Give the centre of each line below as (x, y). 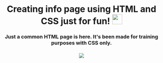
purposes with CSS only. (81, 43)
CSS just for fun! (76, 21)
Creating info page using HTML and (81, 9)
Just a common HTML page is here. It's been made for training (81, 37)
